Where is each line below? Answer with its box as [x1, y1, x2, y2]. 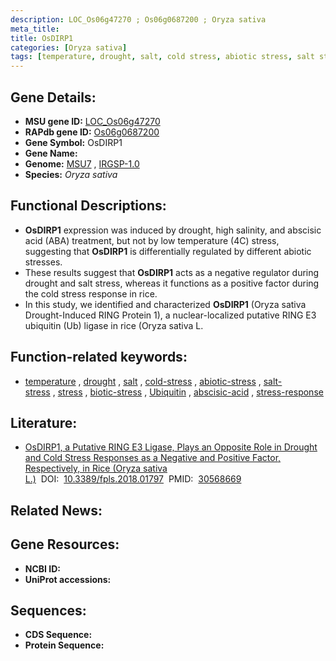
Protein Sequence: [24, 639, 105, 651]
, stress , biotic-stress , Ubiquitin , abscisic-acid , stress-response [52, 386, 324, 398]
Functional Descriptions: [10, 197, 167, 215]
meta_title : [10, 24, 60, 34]
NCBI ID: [24, 562, 62, 575]
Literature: [10, 414, 78, 431]
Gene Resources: [10, 536, 120, 553]
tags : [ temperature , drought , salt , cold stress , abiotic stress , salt [10, 52, 315, 62]
